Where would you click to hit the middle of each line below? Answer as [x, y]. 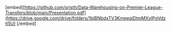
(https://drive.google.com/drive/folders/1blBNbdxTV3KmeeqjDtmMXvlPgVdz [85, 18]
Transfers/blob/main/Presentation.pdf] [46, 13]
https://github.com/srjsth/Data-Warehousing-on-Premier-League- [94, 7]
